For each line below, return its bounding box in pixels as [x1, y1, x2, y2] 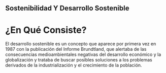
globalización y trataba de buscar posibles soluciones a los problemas [5, 57, 152, 63]
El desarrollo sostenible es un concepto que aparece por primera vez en [5, 41, 156, 47]
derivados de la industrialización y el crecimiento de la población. [5, 62, 142, 68]
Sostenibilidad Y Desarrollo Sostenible [5, 4, 129, 13]
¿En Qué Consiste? [5, 24, 87, 36]
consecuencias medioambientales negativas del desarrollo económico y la [5, 51, 161, 57]
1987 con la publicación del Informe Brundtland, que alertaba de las [5, 46, 147, 52]
